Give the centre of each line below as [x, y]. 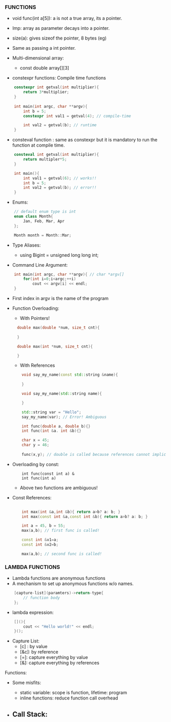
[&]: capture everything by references [59, 663]
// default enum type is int [45, 212]
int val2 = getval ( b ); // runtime [60, 125]
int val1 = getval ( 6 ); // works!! [60, 178]
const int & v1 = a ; [40, 540]
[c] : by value [34, 647]
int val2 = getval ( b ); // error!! [60, 188]
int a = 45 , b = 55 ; [44, 526]
